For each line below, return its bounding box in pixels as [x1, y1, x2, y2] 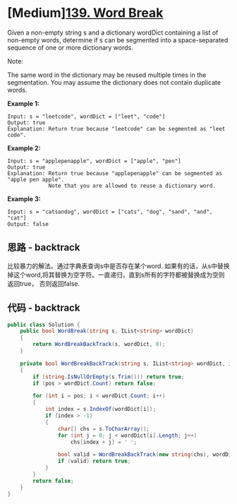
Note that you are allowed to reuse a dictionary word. [48, 182, 217, 189]
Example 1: [7, 99, 40, 107]
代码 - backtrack [7, 302, 80, 314]
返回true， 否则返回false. [7, 279, 80, 287]
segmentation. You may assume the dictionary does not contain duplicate [7, 78, 221, 86]
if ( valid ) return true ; [57, 457, 131, 465]
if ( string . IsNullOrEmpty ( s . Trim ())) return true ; [32, 373, 185, 380]
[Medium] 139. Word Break [7, 5, 164, 21]
